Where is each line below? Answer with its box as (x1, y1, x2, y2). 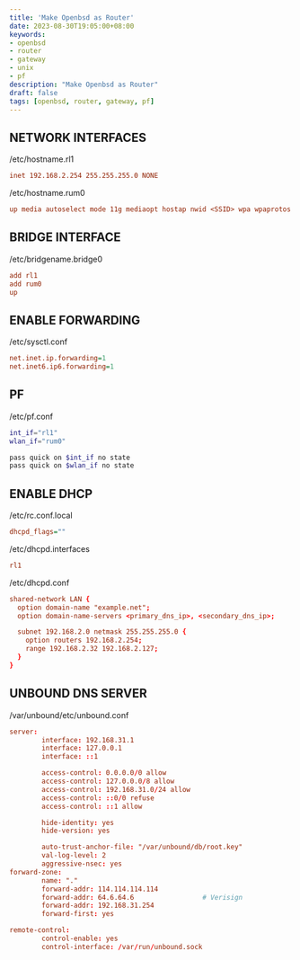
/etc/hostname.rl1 (9, 154, 75, 164)
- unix (9, 64, 34, 73)
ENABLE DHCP (9, 486, 93, 502)
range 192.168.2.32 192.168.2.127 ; (25, 644, 159, 653)
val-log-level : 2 (41, 851, 106, 860)
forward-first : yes (41, 910, 115, 919)
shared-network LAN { (9, 594, 91, 603)
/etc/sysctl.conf (9, 336, 68, 347)
